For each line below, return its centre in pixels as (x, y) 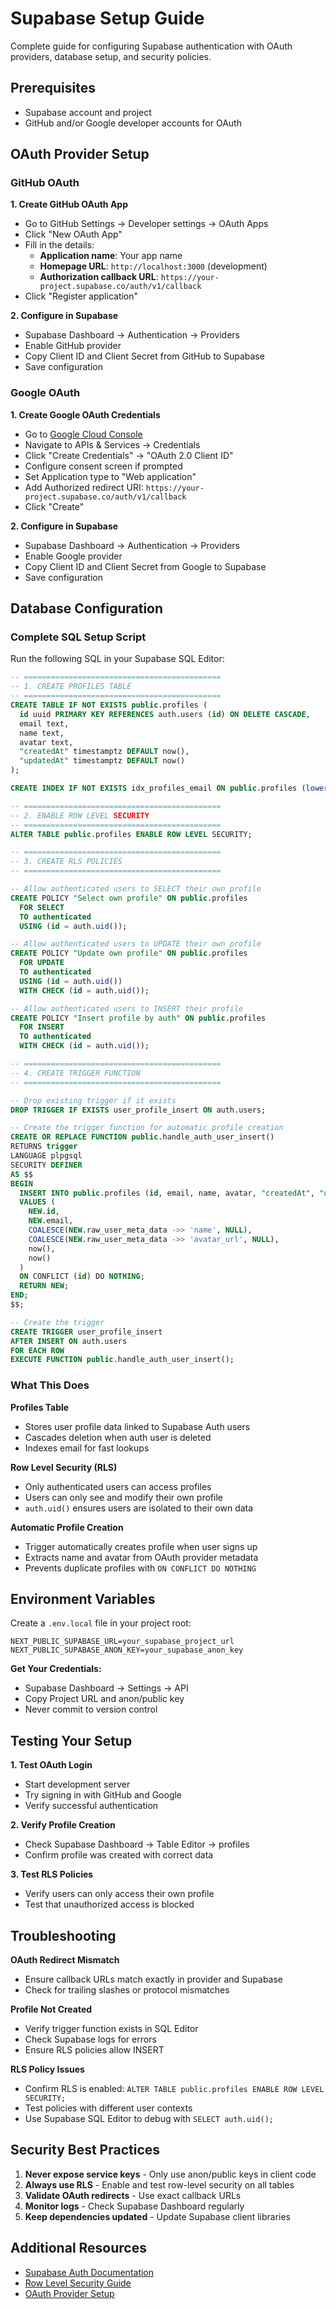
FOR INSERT (42, 1027)
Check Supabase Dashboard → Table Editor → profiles (137, 1844)
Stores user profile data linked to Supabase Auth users (137, 1426)
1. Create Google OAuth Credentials (85, 414)
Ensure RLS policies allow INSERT (94, 2050)
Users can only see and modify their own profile (123, 1497)
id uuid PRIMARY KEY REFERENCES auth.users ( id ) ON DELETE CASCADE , (165, 714)
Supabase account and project (88, 112)
